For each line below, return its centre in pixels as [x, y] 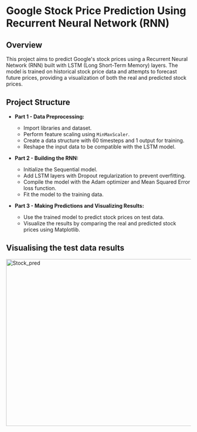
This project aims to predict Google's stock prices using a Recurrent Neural [97, 59]
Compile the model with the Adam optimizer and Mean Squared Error [107, 182]
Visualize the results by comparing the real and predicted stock [100, 223]
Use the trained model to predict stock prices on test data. [94, 217]
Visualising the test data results [65, 248]
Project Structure [38, 102]
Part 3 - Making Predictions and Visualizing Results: [79, 205]
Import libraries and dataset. [57, 128]
